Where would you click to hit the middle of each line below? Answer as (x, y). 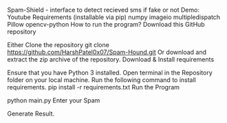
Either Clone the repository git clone (58, 45)
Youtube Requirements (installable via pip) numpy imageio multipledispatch (114, 17)
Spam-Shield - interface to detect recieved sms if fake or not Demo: (103, 10)
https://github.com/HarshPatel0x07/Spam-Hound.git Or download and (107, 52)
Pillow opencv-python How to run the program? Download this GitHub (106, 24)
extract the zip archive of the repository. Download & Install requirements (111, 59)
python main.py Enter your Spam (54, 100)
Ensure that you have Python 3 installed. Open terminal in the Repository (110, 72)
